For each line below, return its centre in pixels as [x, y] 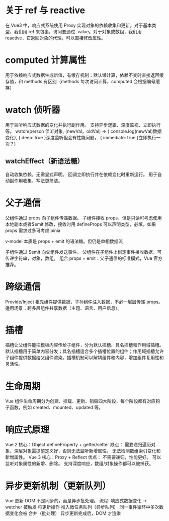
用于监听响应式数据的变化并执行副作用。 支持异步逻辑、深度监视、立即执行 [83, 125]
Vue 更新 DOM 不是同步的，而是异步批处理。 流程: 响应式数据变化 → [76, 501]
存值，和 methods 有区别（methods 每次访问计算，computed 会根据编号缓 [82, 81]
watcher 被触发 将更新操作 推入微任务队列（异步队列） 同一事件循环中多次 [82, 507]
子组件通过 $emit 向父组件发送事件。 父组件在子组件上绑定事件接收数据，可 [83, 252]
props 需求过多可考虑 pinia [33, 230]
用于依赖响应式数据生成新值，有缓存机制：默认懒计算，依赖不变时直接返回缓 [84, 75]
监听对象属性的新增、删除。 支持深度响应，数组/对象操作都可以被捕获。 [79, 464]
